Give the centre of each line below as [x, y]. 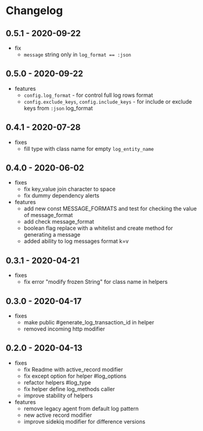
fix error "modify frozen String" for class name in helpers [96, 282]
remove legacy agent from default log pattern [81, 408]
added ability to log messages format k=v [76, 241]
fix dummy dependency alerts [61, 196]
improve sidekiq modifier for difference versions [84, 421]
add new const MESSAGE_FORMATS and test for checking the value [110, 208]
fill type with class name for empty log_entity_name [89, 148]
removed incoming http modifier [64, 329]
